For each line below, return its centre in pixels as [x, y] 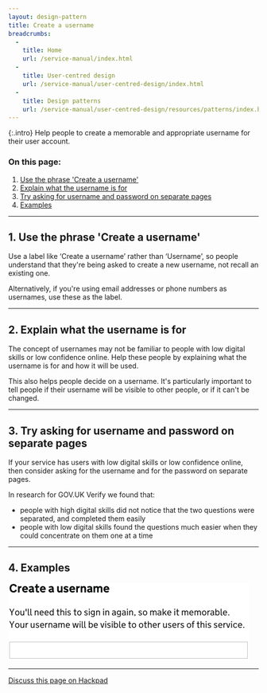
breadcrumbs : [30, 33]
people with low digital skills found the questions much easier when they [139, 527]
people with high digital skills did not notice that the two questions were [137, 510]
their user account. [39, 141]
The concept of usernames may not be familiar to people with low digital [127, 349]
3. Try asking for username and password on [121, 431]
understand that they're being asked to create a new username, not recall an [133, 265]
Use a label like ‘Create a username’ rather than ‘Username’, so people [123, 256]
